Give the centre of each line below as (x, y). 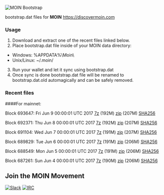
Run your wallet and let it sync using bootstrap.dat (63, 70)
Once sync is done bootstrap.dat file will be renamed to (68, 75)
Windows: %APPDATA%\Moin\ (43, 55)
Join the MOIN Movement (45, 176)
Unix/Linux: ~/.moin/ (33, 60)
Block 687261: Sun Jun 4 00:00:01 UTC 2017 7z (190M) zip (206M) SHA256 (82, 160)
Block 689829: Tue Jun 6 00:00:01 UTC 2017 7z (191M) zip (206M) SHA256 (81, 142)
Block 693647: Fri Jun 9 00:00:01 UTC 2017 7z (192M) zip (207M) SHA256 (80, 113)
